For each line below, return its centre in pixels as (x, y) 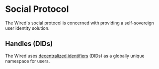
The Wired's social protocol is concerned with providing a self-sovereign (79, 23)
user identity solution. (27, 28)
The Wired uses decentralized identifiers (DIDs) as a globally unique (75, 56)
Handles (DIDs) (29, 44)
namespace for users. (28, 61)
